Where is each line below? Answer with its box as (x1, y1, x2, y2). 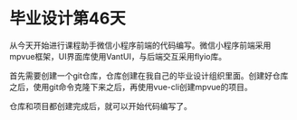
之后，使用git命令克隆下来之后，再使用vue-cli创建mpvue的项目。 (9, 81, 253, 92)
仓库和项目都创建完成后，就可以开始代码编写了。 (9, 100, 192, 111)
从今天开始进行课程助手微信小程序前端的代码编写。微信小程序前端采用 (9, 40, 272, 51)
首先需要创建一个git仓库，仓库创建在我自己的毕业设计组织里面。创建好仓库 (9, 69, 289, 81)
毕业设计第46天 (9, 8, 127, 29)
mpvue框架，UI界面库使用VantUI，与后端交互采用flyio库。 (9, 51, 227, 61)
